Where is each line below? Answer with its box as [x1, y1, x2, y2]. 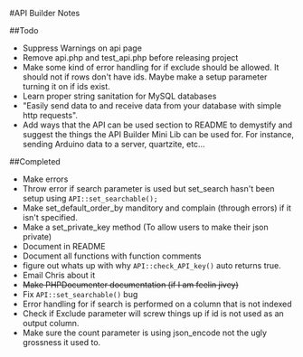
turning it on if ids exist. [22, 81, 110, 91]
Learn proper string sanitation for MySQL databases [22, 90, 217, 101]
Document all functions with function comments [22, 250, 202, 261]
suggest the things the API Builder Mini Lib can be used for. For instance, [22, 129, 295, 139]
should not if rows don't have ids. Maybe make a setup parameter [22, 71, 268, 82]
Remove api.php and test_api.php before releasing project [22, 52, 239, 62]
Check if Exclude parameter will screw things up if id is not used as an [22, 308, 285, 319]
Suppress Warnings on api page [22, 42, 143, 53]
